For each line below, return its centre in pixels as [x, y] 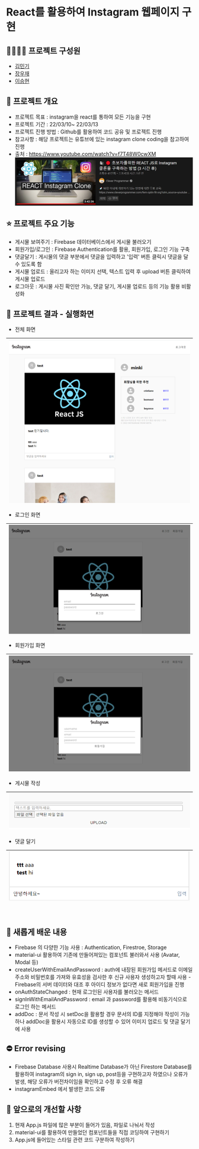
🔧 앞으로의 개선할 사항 [44, 1110]
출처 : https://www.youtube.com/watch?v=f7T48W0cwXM [85, 154]
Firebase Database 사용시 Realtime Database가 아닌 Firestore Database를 [103, 1067]
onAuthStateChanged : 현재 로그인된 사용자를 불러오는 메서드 [86, 992]
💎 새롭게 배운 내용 [36, 932]
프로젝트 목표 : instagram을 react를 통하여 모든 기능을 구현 [83, 117]
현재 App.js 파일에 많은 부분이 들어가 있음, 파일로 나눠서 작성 [85, 1125]
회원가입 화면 [30, 645]
